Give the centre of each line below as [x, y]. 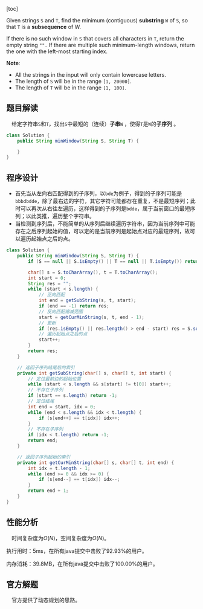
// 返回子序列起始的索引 [44, 457]
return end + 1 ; [48, 491]
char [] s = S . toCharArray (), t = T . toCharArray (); [93, 272]
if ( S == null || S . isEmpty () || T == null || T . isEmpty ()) [105, 261]
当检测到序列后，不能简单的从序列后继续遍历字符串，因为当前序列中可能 [105, 224]
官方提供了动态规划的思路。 [46, 600]
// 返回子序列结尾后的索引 [46, 367]
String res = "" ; [50, 283]
